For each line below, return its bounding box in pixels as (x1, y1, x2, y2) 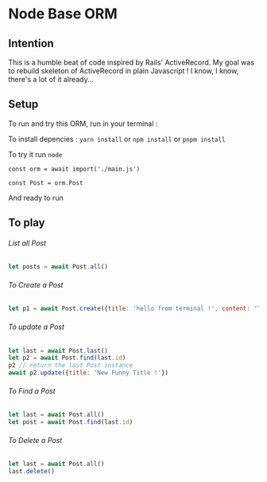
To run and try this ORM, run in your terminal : (8, 119, 158, 128)
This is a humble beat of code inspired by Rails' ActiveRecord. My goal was (8, 57, 255, 67)
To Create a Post (8, 280, 64, 289)
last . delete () (8, 468, 56, 476)
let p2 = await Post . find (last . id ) (8, 354, 126, 362)
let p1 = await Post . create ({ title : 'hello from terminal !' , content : (8, 304, 250, 313)
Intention (8, 37, 54, 50)
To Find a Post (8, 386, 56, 395)
